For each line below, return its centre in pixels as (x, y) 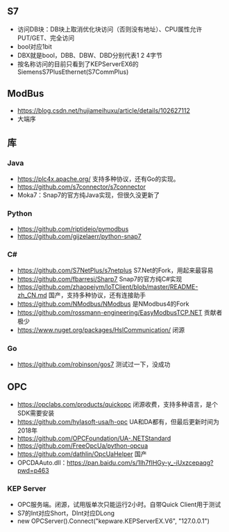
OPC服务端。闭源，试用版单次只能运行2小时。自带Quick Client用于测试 (119, 505)
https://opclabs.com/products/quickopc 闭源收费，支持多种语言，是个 (118, 405)
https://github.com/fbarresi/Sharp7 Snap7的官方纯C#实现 (100, 279)
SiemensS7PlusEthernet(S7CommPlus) (73, 72)
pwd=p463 (33, 471)
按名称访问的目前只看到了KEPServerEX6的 (78, 64)
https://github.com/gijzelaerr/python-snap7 (79, 236)
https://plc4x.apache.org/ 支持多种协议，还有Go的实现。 (98, 179)
